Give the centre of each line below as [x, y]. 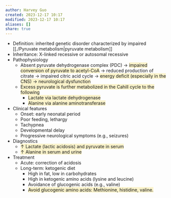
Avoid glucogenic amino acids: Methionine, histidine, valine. [91, 190]
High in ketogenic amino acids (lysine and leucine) [81, 179]
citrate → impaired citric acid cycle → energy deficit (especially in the [93, 76]
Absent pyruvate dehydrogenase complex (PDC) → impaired [84, 65]
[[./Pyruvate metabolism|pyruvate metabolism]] [63, 49]
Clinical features [30, 109]
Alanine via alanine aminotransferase [67, 103]
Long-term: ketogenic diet [48, 168]
